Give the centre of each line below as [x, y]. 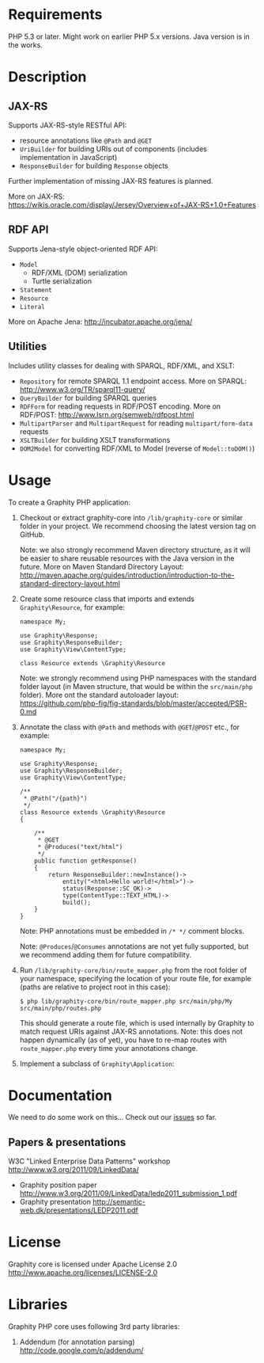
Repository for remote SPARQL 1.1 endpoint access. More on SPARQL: [133, 381]
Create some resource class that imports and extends [107, 599]
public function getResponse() [86, 861]
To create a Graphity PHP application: [69, 502]
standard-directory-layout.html [70, 583]
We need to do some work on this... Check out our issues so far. [113, 1117]
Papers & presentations [67, 1142]
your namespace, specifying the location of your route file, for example [135, 978]
